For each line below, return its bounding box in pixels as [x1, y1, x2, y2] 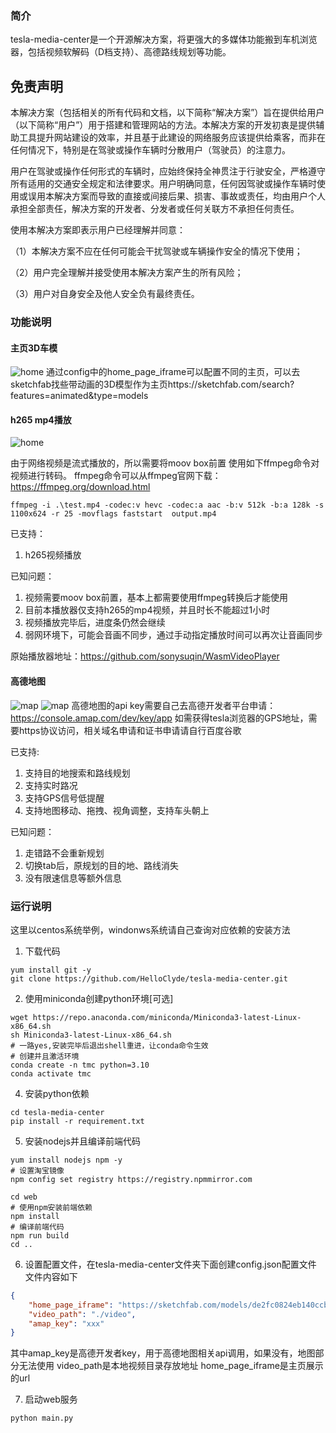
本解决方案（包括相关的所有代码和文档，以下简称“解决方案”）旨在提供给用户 [10, 107, 325, 119]
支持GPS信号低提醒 [24, 792, 105, 804]
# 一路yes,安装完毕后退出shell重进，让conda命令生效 [10, 1040, 209, 1051]
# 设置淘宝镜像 [10, 1165, 65, 1176]
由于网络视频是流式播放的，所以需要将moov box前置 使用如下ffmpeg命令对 [10, 457, 320, 469]
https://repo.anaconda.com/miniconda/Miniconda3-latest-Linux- [32, 1012, 302, 1022]
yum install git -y [10, 965, 92, 975]
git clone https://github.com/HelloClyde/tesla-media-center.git [10, 973, 288, 984]
